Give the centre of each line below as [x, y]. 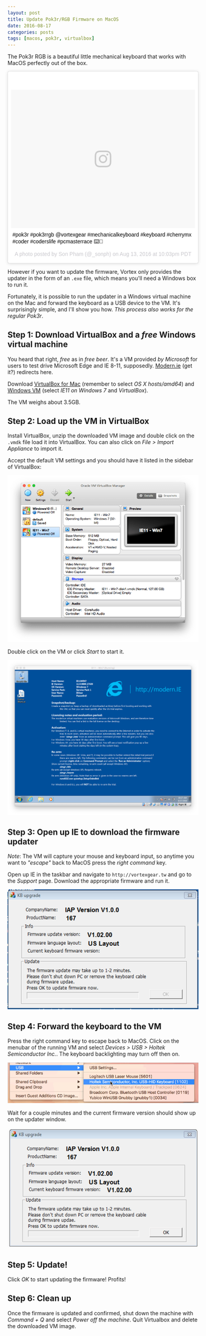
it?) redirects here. [30, 372]
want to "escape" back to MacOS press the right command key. [87, 863]
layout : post [24, 13]
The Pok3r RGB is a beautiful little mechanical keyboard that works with [97, 57]
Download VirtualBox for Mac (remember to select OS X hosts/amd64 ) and [101, 384]
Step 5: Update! [38, 1265]
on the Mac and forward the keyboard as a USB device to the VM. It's [94, 303]
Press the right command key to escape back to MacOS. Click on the [93, 1041]
